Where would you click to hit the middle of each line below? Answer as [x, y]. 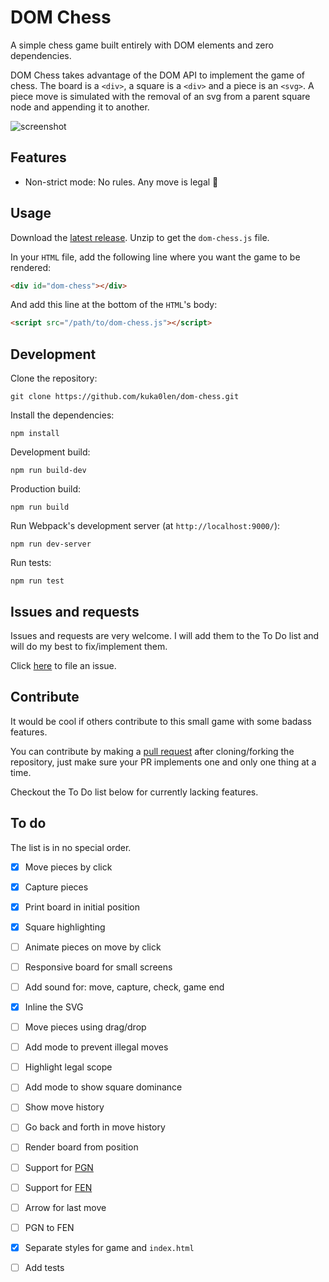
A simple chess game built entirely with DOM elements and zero [142, 45]
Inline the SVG [54, 1007]
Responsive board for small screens [98, 967]
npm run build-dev [48, 471]
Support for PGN [59, 1167]
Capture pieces [56, 887]
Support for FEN [58, 1187]
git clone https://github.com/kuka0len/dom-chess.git [125, 397]
